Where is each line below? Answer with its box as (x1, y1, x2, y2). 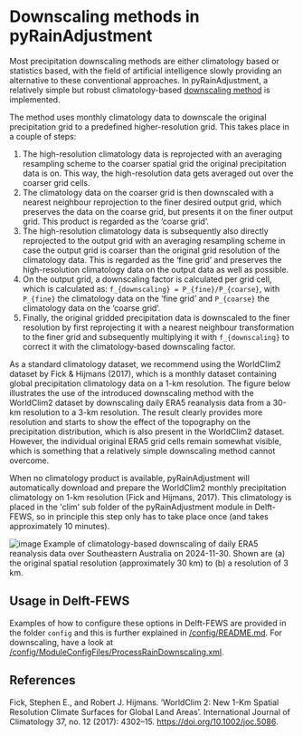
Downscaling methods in (9, 6, 200, 27)
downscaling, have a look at (9, 636, 114, 647)
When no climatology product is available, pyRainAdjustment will (9, 472, 251, 483)
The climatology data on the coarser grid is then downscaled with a (22, 187, 274, 198)
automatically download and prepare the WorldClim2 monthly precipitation (9, 482, 287, 493)
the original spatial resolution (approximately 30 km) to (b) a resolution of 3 (9, 557, 289, 568)
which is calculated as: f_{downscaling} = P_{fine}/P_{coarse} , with (22, 283, 280, 294)
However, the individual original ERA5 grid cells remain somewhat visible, (9, 435, 282, 446)
